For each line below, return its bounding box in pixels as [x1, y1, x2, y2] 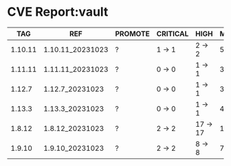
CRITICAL [156, 29, 189, 38]
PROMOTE [115, 29, 150, 38]
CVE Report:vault [7, 4, 109, 20]
